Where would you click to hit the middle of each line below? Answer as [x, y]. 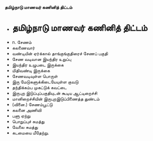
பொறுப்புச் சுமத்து [28, 121]
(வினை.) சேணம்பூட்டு [32, 104]
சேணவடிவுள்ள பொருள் [35, 76]
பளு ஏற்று [21, 116]
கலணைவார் [23, 48]
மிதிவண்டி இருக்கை [31, 70]
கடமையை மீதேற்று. [30, 132]
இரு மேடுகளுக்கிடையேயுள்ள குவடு [45, 82]
